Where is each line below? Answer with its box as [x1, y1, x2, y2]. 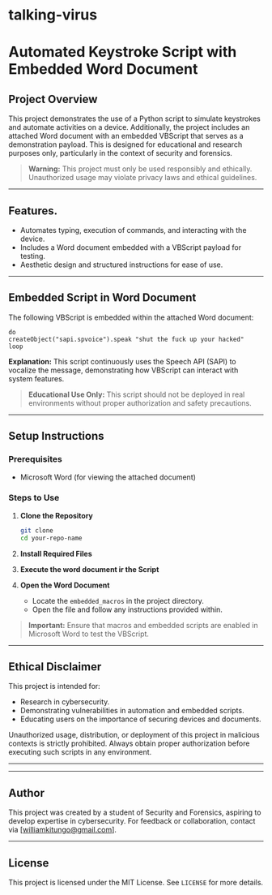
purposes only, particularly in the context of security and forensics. [8, 148, 233, 158]
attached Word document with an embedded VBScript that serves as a [8, 131, 244, 141]
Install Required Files [19, 549, 93, 558]
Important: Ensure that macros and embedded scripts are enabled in [28, 620, 259, 630]
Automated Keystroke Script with [8, 43, 237, 62]
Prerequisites [8, 454, 62, 465]
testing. [19, 252, 46, 260]
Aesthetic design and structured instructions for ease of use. [19, 260, 223, 269]
